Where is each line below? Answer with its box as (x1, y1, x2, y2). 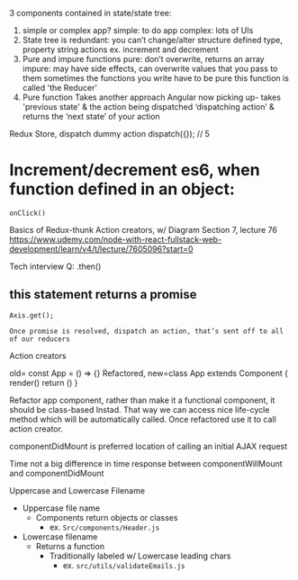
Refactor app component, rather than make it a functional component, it (9, 395, 275, 406)
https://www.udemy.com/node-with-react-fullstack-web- (9, 234, 222, 245)
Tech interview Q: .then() (9, 261, 102, 272)
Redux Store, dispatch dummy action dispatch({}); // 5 (9, 129, 210, 138)
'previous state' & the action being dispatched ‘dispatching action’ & (22, 102, 275, 112)
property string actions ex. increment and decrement (22, 44, 219, 55)
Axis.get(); (9, 310, 54, 320)
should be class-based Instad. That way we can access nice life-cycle (9, 404, 270, 415)
